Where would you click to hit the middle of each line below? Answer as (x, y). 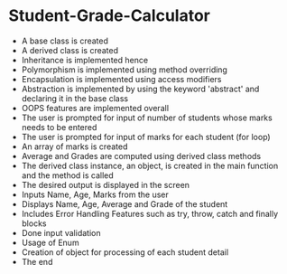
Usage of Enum (50, 242)
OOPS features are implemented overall (95, 108)
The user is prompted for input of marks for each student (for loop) (146, 137)
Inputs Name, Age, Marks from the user (95, 194)
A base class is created (65, 41)
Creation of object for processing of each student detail (125, 252)
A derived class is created (70, 50)
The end (37, 261)
